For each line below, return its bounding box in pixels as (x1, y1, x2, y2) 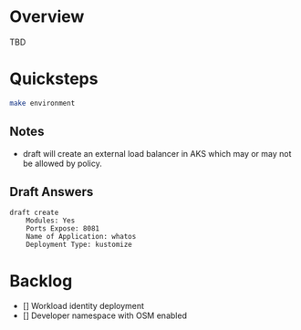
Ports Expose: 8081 (26, 224, 100, 233)
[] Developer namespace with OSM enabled (22, 310, 187, 321)
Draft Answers (9, 184, 94, 200)
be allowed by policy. (22, 158, 102, 169)
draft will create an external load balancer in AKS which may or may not (22, 148, 292, 159)
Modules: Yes (26, 216, 76, 225)
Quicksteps (9, 68, 99, 89)
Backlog (9, 271, 73, 291)
